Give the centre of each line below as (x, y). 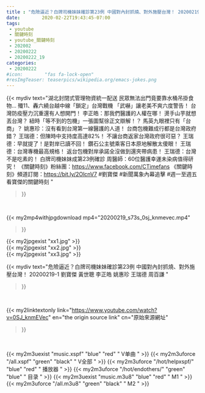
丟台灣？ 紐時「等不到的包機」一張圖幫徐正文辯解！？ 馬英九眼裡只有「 (96, 121)
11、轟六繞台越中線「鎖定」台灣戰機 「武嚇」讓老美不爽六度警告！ (106, 106)
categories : (21, 63)
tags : (13, 23)
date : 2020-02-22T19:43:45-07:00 (59, 18)
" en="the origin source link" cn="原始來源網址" (109, 317)
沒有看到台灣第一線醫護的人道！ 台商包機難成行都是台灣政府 (120, 129)
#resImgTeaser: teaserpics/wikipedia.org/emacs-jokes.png (81, 80)
